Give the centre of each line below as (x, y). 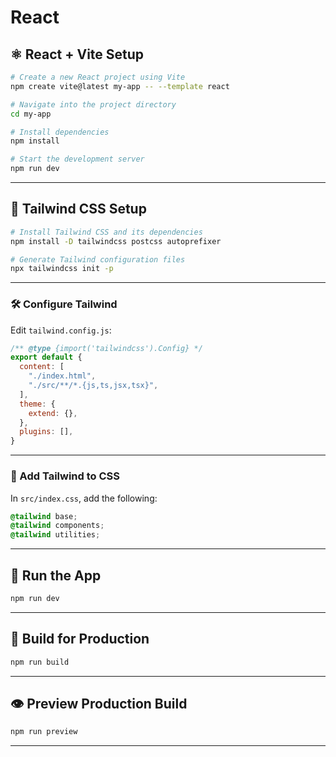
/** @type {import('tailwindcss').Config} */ (106, 348)
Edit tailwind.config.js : (61, 330)
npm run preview (44, 732)
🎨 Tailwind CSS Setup (78, 209)
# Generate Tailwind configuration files (98, 259)
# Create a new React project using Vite (98, 77)
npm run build (40, 662)
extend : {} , (53, 413)
